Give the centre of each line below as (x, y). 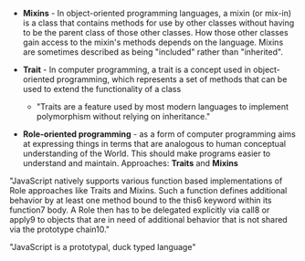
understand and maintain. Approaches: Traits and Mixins (131, 163)
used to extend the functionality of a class (102, 89)
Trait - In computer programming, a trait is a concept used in (137, 69)
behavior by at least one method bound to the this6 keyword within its (141, 200)
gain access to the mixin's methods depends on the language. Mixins (153, 42)
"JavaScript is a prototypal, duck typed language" (103, 247)
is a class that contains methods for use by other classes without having (158, 23)
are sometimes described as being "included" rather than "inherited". (152, 52)
